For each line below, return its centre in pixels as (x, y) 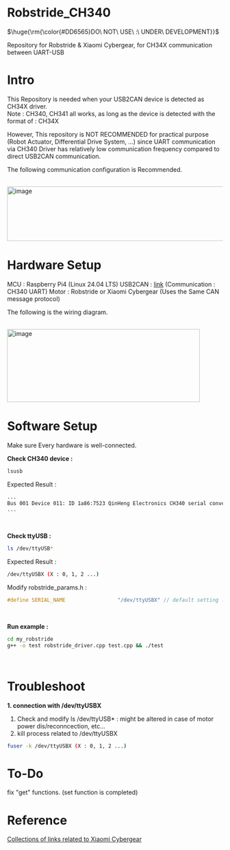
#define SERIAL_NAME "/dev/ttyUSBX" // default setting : (116, 600)
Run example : (28, 626)
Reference (37, 820)
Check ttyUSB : (29, 536)
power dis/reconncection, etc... (61, 726)
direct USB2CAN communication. (54, 156)
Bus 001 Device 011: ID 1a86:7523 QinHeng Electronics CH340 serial (107, 503)
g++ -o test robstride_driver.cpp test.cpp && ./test (86, 645)
